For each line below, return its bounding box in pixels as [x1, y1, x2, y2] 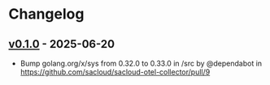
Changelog [8, 5, 85, 23]
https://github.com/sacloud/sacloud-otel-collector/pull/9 [20, 67, 211, 77]
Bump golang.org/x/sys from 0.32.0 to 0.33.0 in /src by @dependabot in [20, 58, 263, 68]
